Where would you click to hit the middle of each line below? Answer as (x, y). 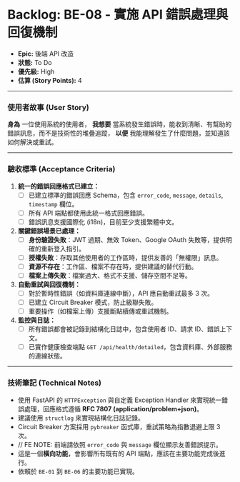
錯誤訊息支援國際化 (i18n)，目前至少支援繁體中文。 (103, 221)
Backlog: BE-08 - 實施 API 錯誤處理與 (118, 15)
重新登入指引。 (63, 248)
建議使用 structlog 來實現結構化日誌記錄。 (81, 418)
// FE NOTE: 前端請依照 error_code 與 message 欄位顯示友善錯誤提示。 (120, 444)
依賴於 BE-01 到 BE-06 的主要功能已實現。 (78, 471)
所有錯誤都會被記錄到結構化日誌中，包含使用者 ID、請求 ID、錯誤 (124, 329)
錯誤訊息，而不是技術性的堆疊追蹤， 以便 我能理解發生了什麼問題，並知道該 (119, 134)
